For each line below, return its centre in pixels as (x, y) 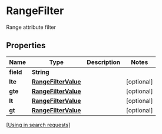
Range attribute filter (31, 27)
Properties (26, 46)
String (40, 72)
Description (104, 62)
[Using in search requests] (38, 125)
